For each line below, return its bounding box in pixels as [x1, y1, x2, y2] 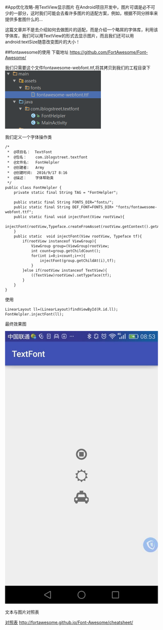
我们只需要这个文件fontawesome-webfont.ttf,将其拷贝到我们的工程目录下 [5, 65, 151, 71]
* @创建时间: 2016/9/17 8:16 [7, 170, 68, 175]
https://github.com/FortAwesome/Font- [69, 49, 148, 55]
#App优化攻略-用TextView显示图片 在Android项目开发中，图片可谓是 [5, 4, 143, 10]
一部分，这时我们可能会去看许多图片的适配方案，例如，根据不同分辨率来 [13, 10, 158, 16]
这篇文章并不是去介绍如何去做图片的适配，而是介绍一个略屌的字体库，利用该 [5, 27, 158, 33]
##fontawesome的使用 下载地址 [5, 49, 69, 55]
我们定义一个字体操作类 [5, 134, 52, 140]
